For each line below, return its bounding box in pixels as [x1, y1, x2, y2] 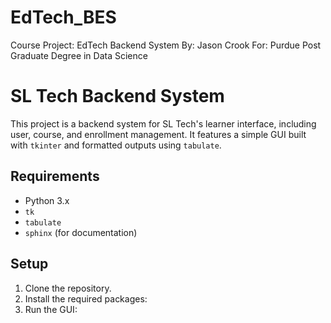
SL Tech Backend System [10, 85, 225, 108]
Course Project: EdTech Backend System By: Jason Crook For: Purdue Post [10, 39, 322, 51]
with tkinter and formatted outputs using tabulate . [10, 139, 222, 151]
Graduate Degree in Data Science [10, 49, 148, 61]
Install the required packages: [24, 292, 148, 305]
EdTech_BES [10, 6, 117, 29]
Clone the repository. [24, 282, 112, 294]
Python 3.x [24, 194, 70, 206]
